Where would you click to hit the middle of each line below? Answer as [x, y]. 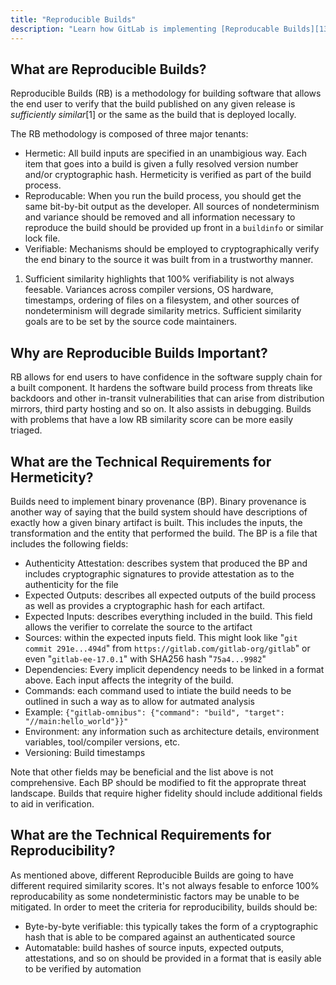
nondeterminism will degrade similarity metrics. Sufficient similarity [163, 311]
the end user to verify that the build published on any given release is [153, 104]
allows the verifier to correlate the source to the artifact [138, 627]
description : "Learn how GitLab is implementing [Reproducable [145, 29]
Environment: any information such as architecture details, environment [172, 731]
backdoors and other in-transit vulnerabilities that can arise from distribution [167, 398]
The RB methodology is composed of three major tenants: [129, 134]
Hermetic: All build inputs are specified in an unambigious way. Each [165, 153]
